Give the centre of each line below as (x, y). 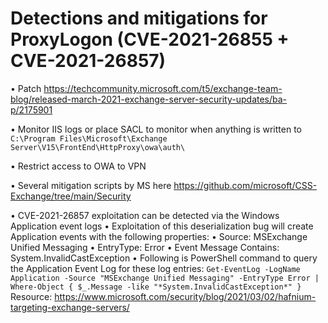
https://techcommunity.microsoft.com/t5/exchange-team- (163, 88)
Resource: (31, 296)
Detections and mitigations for (139, 18)
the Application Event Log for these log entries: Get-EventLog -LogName (155, 268)
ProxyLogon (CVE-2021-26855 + (150, 39)
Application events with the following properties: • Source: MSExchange (159, 236)
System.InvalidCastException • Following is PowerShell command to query (164, 258)
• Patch (26, 88)
